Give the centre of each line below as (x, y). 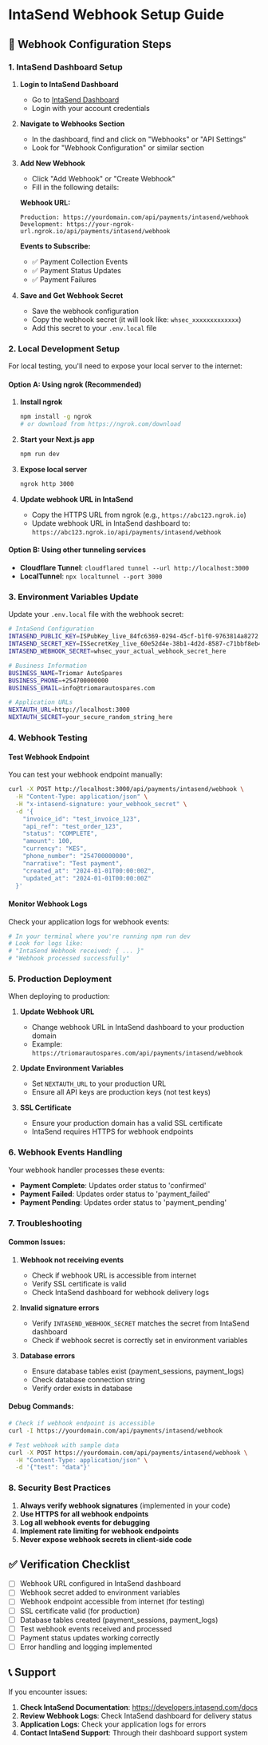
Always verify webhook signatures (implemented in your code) (125, 1505)
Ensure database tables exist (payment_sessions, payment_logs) (138, 1371)
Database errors (47, 1355)
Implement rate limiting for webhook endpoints (99, 1531)
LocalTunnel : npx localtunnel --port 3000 (91, 576)
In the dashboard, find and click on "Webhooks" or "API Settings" (139, 139)
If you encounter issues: (48, 1691)
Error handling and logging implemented (86, 1647)
